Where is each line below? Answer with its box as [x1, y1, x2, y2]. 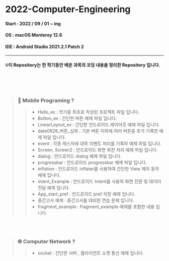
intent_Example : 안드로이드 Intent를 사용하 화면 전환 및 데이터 [37, 178, 161, 185]
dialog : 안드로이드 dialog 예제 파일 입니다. [37, 153, 122, 160]
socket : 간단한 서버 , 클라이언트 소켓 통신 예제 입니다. [37, 250, 144, 256]
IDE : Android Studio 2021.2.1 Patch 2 [5, 43, 84, 49]
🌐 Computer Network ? [17, 238, 75, 245]
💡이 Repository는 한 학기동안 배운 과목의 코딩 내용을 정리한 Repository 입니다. [5, 62, 160, 68]
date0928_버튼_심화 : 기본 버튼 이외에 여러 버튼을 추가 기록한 [37, 128, 158, 134]
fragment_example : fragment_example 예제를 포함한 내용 [37, 203, 155, 210]
